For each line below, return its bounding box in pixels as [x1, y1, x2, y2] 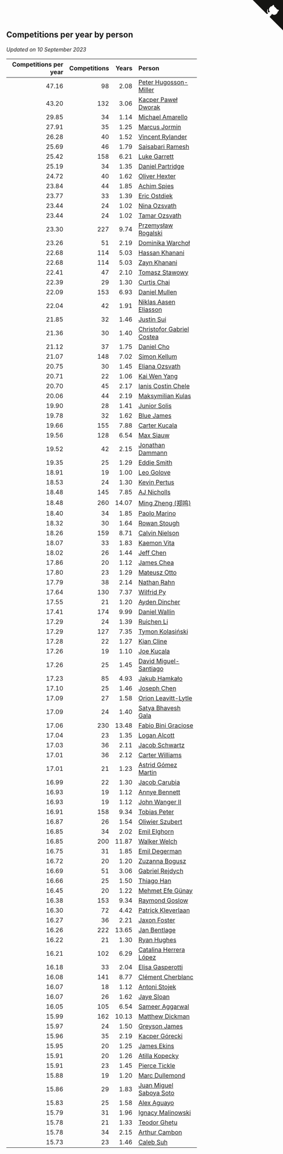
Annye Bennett [138, 788, 180, 796]
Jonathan [138, 441, 165, 449]
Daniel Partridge [138, 162, 184, 170]
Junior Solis [138, 401, 172, 410]
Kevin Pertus [138, 478, 175, 486]
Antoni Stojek [138, 982, 177, 991]
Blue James [138, 411, 172, 419]
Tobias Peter [138, 807, 174, 816]
